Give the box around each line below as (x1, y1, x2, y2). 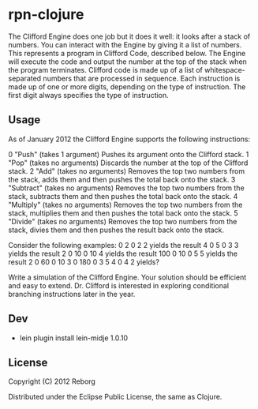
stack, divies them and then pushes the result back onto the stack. (8, 225, 225, 235)
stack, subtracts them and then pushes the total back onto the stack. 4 (8, 191, 238, 201)
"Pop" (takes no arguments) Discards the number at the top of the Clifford (8, 158, 249, 167)
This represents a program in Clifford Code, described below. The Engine (8, 48, 246, 58)
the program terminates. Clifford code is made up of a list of (8, 65, 204, 74)
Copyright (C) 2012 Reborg (8, 377, 96, 386)
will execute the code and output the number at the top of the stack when (8, 57, 247, 66)
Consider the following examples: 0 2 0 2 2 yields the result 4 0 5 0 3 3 (8, 240, 239, 250)
